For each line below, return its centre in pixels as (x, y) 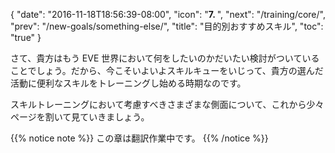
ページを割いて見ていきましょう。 (80, 117)
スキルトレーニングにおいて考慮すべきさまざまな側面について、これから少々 (167, 104)
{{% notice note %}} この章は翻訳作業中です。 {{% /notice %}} (139, 138)
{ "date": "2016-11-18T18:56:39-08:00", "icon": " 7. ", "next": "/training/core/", (168, 14)
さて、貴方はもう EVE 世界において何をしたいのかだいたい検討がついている (165, 58)
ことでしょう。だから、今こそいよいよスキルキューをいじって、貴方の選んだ (167, 70)
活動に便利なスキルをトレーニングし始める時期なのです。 (128, 83)
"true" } (26, 37)
